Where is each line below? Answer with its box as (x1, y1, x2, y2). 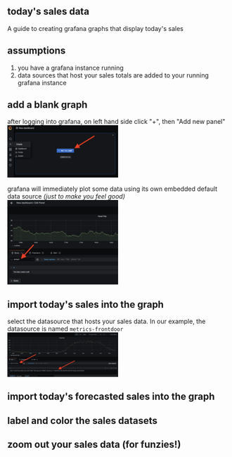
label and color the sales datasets (7, 415, 158, 427)
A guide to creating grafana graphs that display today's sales (7, 24, 184, 32)
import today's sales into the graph (7, 299, 164, 311)
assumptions (7, 45, 66, 57)
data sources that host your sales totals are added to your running (17, 70, 210, 80)
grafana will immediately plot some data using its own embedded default (7, 184, 218, 193)
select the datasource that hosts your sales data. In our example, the (7, 317, 206, 326)
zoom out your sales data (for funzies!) (7, 438, 181, 450)
